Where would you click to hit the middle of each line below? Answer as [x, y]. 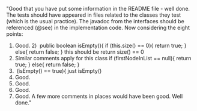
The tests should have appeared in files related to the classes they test [94, 15]
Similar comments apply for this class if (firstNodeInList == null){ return [103, 58]
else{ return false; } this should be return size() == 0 [79, 52]
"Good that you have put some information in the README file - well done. [98, 9]
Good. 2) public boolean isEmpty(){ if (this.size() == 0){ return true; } [101, 45]
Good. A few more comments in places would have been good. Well [99, 96]
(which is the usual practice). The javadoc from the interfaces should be [95, 21]
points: [15, 34]
